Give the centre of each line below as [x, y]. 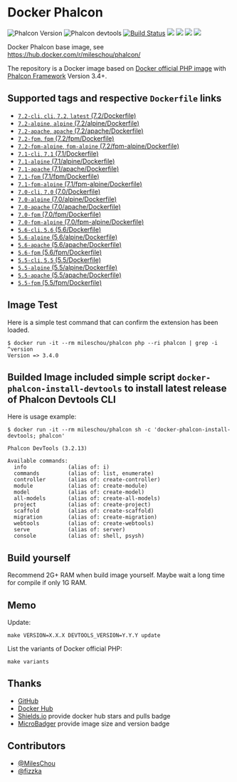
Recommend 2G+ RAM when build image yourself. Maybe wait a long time [116, 575]
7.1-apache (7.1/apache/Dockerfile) [68, 169]
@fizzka [30, 771]
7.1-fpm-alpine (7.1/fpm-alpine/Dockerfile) [80, 184]
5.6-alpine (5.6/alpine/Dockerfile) [68, 237]
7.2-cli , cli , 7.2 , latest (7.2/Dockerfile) [77, 116]
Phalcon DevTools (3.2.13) [47, 448]
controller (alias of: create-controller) [87, 480]
